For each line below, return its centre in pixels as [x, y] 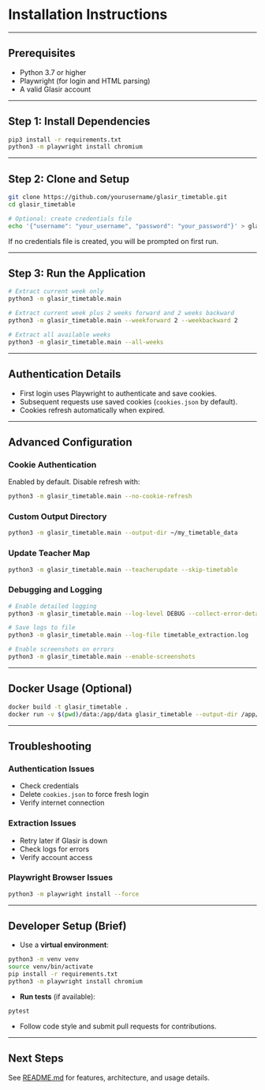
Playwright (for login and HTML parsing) [85, 81]
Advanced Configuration [70, 442]
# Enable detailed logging [52, 606]
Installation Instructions [88, 15]
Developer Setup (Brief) [68, 926]
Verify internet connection [62, 802]
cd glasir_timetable [42, 205]
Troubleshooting [50, 746]
